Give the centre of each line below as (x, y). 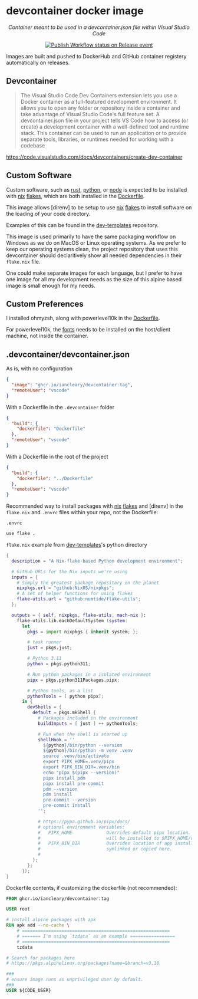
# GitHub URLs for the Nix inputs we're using (70, 571)
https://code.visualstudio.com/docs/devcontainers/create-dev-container (94, 157)
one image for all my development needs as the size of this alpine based (94, 279)
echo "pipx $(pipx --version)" (81, 773)
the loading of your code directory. (48, 213)
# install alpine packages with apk (51, 920)
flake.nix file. (23, 261)
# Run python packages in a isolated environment (89, 674)
